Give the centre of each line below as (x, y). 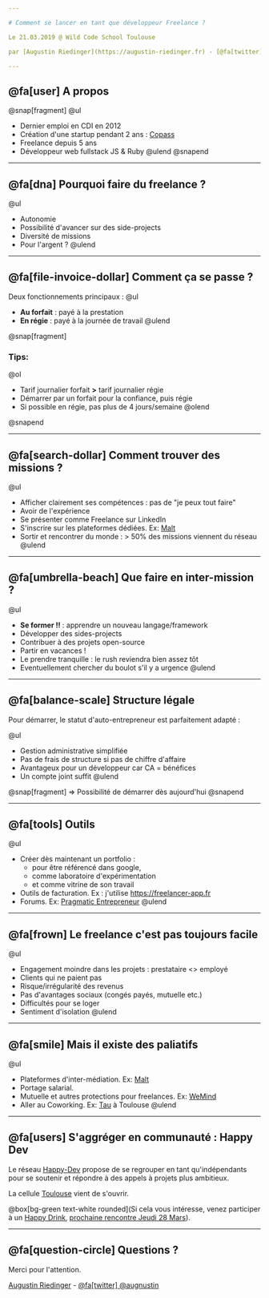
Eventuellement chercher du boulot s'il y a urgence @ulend (118, 667)
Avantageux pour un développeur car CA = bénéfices (108, 768)
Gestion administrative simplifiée (74, 751)
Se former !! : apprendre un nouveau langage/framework (114, 625)
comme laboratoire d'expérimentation (94, 876)
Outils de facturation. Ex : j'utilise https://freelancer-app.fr (115, 893)
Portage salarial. (47, 1087)
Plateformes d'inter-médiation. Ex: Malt (84, 1079)
